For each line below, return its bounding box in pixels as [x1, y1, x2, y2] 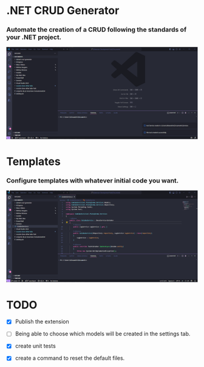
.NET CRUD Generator [6, 4, 120, 18]
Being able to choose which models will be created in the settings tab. [15, 330, 191, 338]
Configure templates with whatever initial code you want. [6, 176, 179, 184]
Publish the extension [15, 318, 70, 326]
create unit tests [15, 342, 56, 350]
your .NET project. [6, 33, 62, 41]
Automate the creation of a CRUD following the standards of [6, 26, 187, 34]
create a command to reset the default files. [15, 354, 125, 362]
